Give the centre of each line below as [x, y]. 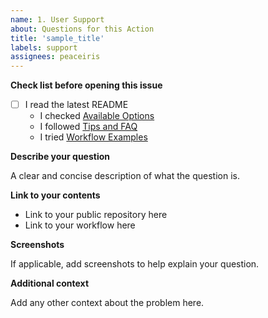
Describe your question [60, 157]
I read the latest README [76, 105]
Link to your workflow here [80, 225]
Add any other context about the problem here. [107, 303]
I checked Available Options [97, 116]
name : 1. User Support [57, 19]
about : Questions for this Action [82, 29]
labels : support [44, 47]
